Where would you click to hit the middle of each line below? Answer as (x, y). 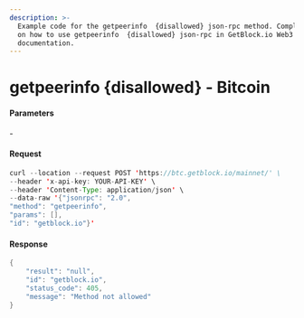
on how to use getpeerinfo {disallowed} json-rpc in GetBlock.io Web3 (156, 34)
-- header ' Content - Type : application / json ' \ (96, 190)
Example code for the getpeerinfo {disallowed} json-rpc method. (145, 26)
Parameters (32, 113)
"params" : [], (36, 215)
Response (28, 244)
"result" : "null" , (60, 272)
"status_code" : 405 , (64, 288)
